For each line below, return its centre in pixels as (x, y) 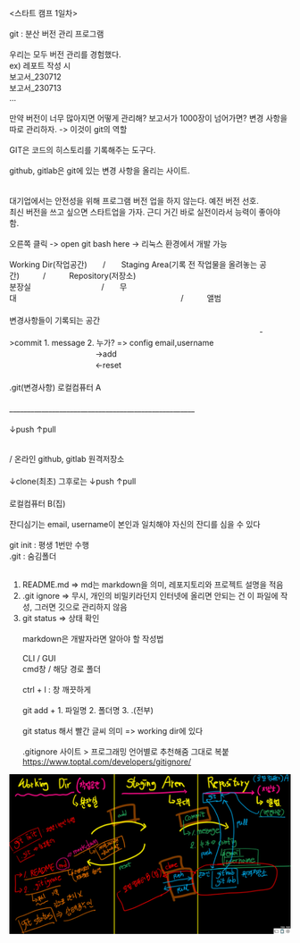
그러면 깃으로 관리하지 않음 (81, 607)
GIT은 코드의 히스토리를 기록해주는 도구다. (83, 150)
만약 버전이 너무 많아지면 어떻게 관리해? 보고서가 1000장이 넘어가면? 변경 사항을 (149, 118)
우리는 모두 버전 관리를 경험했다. (66, 55)
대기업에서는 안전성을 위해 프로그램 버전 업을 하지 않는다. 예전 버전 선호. (134, 201)
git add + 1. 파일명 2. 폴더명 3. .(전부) (88, 710)
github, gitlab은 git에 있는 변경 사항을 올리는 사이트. (100, 171)
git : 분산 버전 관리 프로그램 (57, 34)
